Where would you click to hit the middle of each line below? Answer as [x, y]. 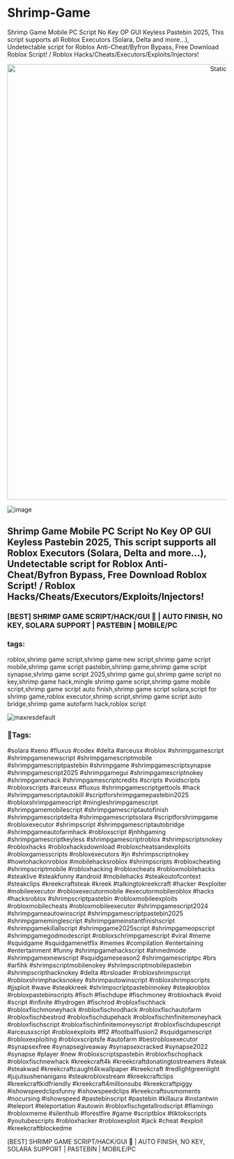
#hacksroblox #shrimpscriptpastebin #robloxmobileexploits [92, 898]
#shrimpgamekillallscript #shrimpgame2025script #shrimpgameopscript [111, 928]
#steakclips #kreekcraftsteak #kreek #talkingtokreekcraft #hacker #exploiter [117, 884]
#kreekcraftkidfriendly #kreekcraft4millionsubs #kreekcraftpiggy [100, 1083]
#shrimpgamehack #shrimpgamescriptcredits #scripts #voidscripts [104, 780]
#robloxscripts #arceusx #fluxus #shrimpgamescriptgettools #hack [104, 787]
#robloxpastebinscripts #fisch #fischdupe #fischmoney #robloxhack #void [114, 995]
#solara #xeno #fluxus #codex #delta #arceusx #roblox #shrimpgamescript [116, 750]
